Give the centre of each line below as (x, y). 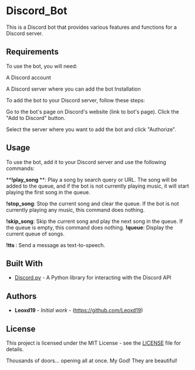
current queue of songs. (35, 234)
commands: (21, 168)
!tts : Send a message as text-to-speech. (56, 245)
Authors (21, 296)
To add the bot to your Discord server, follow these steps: (75, 100)
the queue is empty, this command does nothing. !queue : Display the (90, 227)
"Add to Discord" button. (36, 118)
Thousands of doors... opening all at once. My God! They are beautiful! (92, 361)
